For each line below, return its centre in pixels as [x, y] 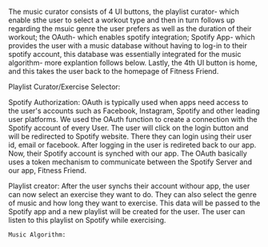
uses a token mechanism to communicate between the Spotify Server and [130, 162]
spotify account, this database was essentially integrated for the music [125, 54]
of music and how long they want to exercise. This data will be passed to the [134, 203]
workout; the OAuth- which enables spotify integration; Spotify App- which [132, 37]
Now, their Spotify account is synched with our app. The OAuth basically [128, 153]
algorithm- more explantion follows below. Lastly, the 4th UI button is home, [133, 63]
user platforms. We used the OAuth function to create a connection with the [133, 119]
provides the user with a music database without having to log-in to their [128, 46]
